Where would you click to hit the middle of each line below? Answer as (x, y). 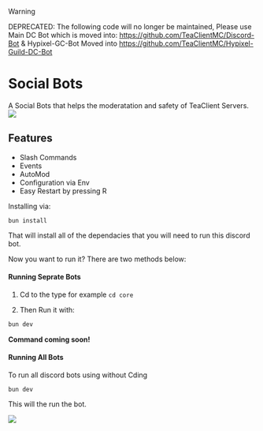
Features (30, 139)
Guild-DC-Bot (30, 52)
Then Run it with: (47, 309)
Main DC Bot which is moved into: (63, 35)
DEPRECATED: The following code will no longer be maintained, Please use (130, 26)
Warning (22, 11)
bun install (28, 220)
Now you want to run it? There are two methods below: (97, 259)
